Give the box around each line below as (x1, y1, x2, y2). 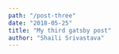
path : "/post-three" (8, 11, 77, 20)
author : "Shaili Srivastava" (8, 33, 105, 42)
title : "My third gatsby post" (8, 26, 112, 34)
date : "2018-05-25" (8, 19, 73, 27)
